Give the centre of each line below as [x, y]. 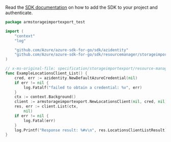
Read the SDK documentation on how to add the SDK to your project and [81, 7]
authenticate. [19, 13]
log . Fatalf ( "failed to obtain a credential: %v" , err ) [83, 88]
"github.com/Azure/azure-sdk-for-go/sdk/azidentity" [72, 50]
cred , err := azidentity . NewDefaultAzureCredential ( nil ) [76, 78]
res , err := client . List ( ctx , [47, 106]
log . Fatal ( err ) [40, 121]
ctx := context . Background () [45, 97]
